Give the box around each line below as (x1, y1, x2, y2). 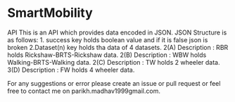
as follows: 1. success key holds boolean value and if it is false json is (7, 35, 208, 44)
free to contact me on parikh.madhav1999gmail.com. (7, 87, 160, 95)
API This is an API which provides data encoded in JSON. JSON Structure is (7, 28, 227, 37)
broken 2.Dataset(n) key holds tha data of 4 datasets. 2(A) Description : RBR (7, 43, 229, 51)
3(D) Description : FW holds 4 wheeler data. (7, 65, 135, 74)
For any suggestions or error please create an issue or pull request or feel (7, 79, 221, 87)
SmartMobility (7, 5, 93, 21)
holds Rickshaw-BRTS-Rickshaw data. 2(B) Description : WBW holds (7, 51, 207, 59)
